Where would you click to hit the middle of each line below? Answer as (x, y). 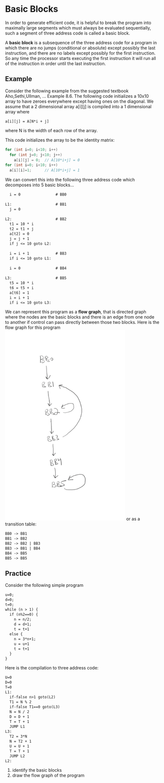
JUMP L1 (17, 726)
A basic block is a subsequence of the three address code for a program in (81, 42)
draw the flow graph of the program (48, 775)
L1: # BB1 (36, 204)
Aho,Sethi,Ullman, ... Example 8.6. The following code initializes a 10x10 (77, 96)
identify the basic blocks (37, 770)
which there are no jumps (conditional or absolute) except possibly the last (80, 48)
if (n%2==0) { (24, 614)
